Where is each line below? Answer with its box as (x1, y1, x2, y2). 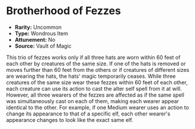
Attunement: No (14, 36, 56, 43)
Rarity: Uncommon (14, 24, 62, 31)
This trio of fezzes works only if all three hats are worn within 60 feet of (6, 54, 181, 61)
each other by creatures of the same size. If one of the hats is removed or (6, 60, 186, 67)
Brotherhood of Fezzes (6, 4, 122, 18)
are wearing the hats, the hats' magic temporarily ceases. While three (6, 72, 176, 80)
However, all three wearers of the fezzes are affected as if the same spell (6, 91, 185, 98)
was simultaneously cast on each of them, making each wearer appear (6, 97, 180, 104)
